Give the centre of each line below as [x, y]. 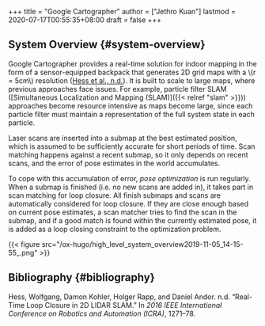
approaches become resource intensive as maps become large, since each [131, 105]
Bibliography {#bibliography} [82, 277]
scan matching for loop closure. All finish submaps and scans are [115, 195]
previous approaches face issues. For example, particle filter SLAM [117, 89]
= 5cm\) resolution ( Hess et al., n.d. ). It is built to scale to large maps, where [132, 80]
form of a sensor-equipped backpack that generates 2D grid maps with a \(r [132, 72]
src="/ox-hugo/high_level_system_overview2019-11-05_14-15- [142, 244]
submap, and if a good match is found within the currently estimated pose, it [132, 220]
